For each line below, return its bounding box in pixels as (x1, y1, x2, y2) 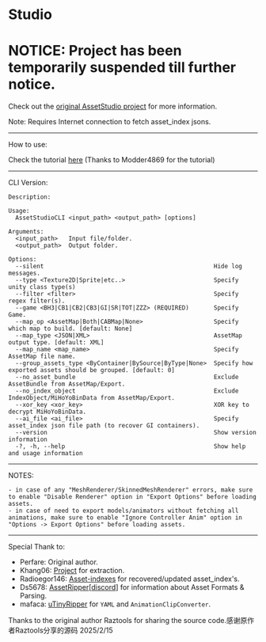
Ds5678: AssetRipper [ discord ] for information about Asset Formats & (19, 583, 245, 592)
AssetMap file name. (8, 352, 77, 361)
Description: (8, 193, 51, 201)
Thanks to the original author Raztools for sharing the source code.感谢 (8, 616, 241, 625)
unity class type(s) (8, 283, 77, 291)
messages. (8, 269, 41, 278)
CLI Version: (8, 178, 48, 188)
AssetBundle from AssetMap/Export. (8, 380, 126, 389)
